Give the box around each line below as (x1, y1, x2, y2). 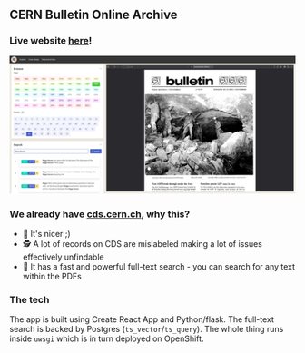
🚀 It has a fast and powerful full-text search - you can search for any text (22, 261, 296, 272)
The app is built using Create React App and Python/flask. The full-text (9, 314, 275, 325)
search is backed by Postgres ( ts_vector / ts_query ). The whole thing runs (9, 324, 284, 335)
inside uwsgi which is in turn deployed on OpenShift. (9, 333, 204, 344)
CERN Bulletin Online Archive (9, 7, 179, 23)
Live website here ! (9, 34, 93, 47)
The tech (9, 294, 50, 307)
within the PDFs (22, 271, 82, 282)
